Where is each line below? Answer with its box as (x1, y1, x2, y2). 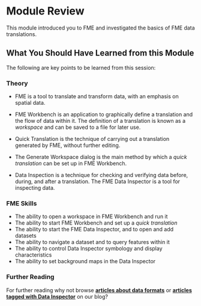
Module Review (6, 4, 85, 18)
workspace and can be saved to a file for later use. (14, 123, 141, 131)
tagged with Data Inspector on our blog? (6, 293, 108, 300)
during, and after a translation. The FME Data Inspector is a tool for (14, 178, 181, 185)
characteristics (14, 251, 52, 258)
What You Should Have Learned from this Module (6, 48, 194, 58)
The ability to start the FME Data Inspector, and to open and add (14, 226, 174, 233)
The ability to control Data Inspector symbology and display (14, 245, 163, 252)
